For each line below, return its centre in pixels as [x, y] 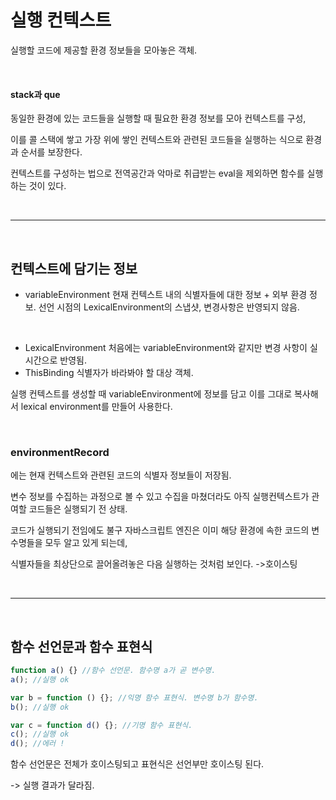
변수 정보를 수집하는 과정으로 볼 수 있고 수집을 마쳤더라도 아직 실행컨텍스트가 [160, 497]
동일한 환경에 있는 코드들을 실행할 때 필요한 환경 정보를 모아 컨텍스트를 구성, [158, 118]
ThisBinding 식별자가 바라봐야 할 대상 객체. [109, 372]
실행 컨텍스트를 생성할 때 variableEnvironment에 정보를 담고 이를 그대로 [151, 393]
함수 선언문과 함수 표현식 [81, 646]
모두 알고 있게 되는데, [86, 543]
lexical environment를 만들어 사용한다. [96, 406]
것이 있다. [47, 186]
